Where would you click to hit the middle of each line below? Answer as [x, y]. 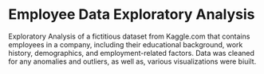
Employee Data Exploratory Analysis [132, 15]
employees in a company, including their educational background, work [126, 44]
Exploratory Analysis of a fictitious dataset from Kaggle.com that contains [129, 36]
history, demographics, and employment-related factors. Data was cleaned [132, 53]
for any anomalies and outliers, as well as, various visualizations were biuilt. [132, 61]
